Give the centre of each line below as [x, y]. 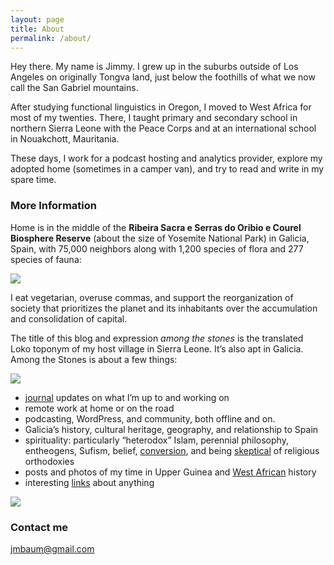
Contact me [39, 527]
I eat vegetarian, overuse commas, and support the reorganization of [152, 297]
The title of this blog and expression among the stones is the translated [157, 338]
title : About [37, 29]
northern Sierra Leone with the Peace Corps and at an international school [163, 128]
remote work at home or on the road [99, 408]
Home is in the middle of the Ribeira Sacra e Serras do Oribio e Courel [156, 227]
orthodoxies [49, 461]
